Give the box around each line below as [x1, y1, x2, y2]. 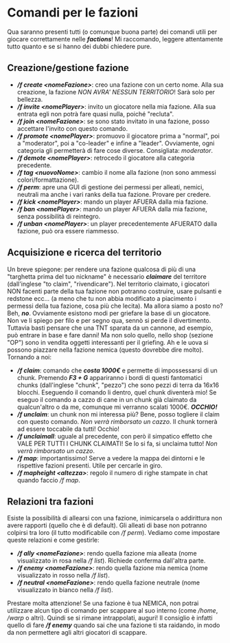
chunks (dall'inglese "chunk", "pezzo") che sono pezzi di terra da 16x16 [16, 381, 220, 389]
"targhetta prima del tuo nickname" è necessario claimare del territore [7, 272, 207, 280]
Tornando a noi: [7, 352, 52, 361]
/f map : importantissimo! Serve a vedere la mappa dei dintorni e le [16, 454, 205, 462]
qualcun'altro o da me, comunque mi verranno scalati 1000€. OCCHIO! [16, 403, 218, 411]
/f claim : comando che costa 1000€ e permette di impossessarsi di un [16, 366, 218, 375]
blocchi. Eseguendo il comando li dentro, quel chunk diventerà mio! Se [16, 388, 217, 397]
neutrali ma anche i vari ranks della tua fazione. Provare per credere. [16, 190, 211, 198]
